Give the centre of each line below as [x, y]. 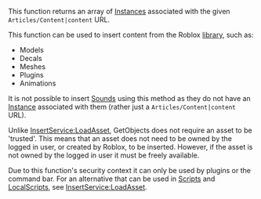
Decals [31, 58]
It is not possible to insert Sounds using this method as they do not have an [129, 98]
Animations [38, 83]
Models [32, 50]
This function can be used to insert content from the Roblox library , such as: [131, 35]
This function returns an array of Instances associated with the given [119, 11]
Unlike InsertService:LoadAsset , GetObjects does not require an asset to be [130, 130]
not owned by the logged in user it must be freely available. [104, 155]
